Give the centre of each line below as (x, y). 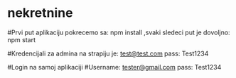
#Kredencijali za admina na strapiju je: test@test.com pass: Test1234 (108, 53)
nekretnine (40, 13)
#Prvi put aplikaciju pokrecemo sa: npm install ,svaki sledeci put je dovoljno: (119, 32)
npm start (22, 39)
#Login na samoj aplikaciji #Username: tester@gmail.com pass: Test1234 (114, 67)
